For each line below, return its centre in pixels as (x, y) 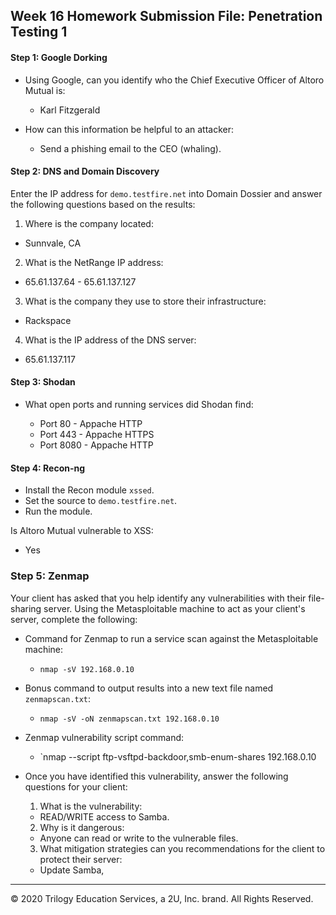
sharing (26, 608)
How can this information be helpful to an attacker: (129, 129)
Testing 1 (39, 32)
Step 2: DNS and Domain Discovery (85, 171)
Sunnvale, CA (53, 243)
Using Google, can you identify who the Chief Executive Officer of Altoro (174, 80)
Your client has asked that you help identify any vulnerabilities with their (158, 598)
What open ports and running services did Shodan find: (139, 404)
